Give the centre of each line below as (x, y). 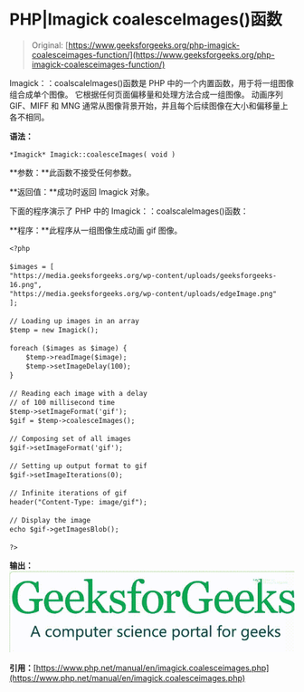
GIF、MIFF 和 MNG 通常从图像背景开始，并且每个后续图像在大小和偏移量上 (149, 105)
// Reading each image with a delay (78, 393)
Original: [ (50, 45)
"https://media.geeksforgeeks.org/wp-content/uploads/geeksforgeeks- (143, 275)
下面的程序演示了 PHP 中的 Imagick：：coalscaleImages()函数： (129, 211)
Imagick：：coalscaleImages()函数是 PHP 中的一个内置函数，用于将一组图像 (152, 82)
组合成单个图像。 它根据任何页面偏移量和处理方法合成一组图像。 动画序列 (146, 94)
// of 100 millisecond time (62, 402)
